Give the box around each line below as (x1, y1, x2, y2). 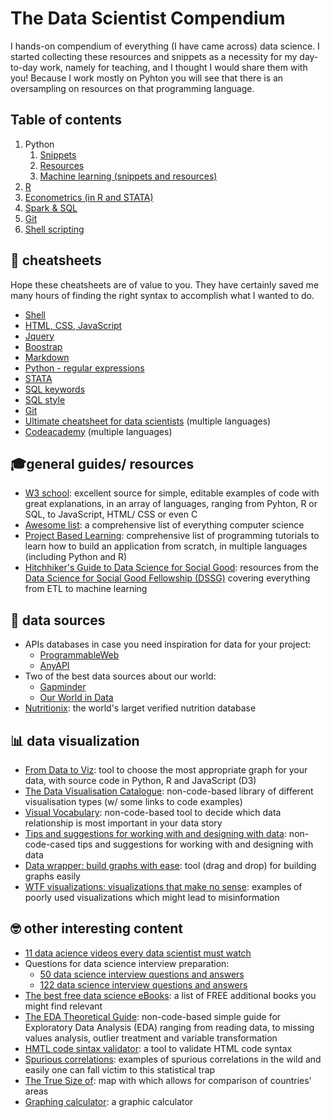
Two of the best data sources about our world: (24, 670, 217, 682)
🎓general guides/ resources (10, 455, 195, 472)
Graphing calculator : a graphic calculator (24, 1095, 194, 1107)
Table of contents (10, 112, 122, 129)
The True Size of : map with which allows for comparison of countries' (24, 1074, 312, 1086)
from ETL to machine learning (24, 583, 148, 595)
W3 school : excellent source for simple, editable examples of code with (24, 487, 320, 499)
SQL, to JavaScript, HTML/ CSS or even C (24, 508, 198, 521)
